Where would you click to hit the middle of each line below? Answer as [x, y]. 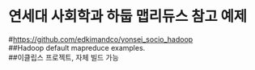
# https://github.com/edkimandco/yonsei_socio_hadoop [101, 39]
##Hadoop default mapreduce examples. [77, 47]
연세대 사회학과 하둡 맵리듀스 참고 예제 [128, 16]
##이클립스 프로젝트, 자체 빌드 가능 [64, 57]
